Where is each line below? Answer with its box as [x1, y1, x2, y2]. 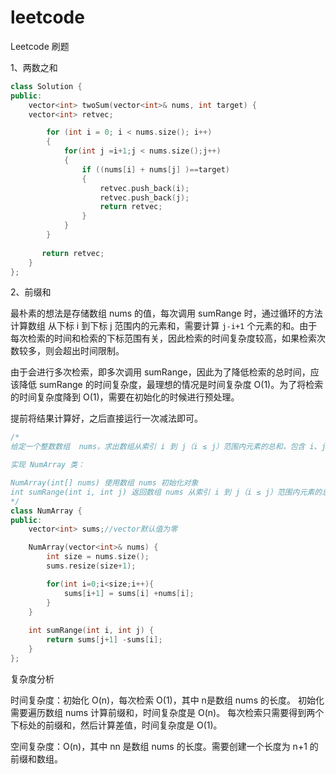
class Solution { [10, 81, 83, 91]
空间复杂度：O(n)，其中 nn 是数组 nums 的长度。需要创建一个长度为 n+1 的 [10, 740, 319, 752]
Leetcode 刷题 [10, 40, 70, 52]
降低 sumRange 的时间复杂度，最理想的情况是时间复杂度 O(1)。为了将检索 [18, 379, 324, 391]
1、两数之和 [10, 61, 58, 73]
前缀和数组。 [10, 752, 63, 765]
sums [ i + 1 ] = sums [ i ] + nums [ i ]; [63, 588, 195, 598]
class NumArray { [10, 506, 83, 516]
